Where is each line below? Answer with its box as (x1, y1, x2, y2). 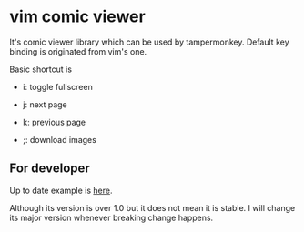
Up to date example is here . (9, 185, 113, 196)
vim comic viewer (9, 6, 146, 27)
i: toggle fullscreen (22, 81, 93, 92)
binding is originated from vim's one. (9, 45, 147, 56)
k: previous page (22, 116, 86, 127)
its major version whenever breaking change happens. (9, 212, 214, 223)
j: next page (22, 98, 68, 110)
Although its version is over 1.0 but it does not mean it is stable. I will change (9, 202, 296, 213)
